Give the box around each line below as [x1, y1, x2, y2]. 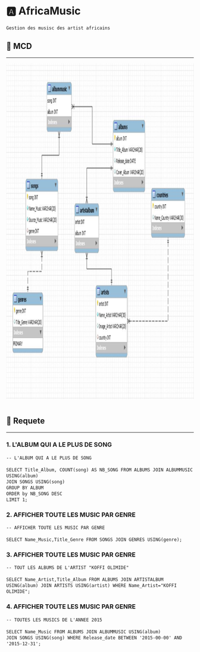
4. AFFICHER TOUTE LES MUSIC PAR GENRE [6, 602, 136, 611]
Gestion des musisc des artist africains [6, 25, 111, 31]
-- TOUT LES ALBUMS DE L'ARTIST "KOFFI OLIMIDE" [6, 565, 129, 571]
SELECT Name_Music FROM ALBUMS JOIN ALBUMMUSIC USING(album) [6, 629, 161, 635]
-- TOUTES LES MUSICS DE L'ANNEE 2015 [6, 617, 102, 623]
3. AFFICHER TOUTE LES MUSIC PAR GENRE [6, 550, 136, 559]
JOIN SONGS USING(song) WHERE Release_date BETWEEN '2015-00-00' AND [6, 635, 183, 641]
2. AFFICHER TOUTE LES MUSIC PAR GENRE [6, 510, 136, 519]
